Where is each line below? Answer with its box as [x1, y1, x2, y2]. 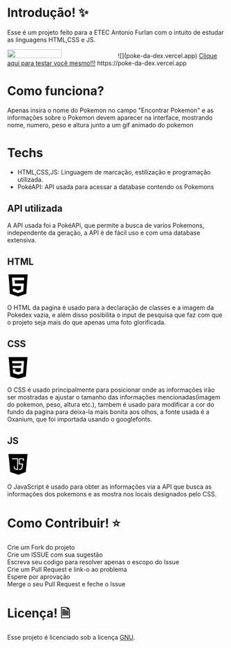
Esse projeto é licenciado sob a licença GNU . [7, 633, 136, 642]
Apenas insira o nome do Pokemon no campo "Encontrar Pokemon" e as [7, 106, 214, 114]
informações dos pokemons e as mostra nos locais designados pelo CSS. [7, 490, 217, 498]
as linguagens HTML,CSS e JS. [7, 35, 95, 44]
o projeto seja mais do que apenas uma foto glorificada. [7, 318, 166, 326]
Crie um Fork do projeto [7, 543, 75, 552]
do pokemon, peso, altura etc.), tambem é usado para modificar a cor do [7, 400, 214, 409]
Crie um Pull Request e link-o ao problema [7, 566, 127, 574]
